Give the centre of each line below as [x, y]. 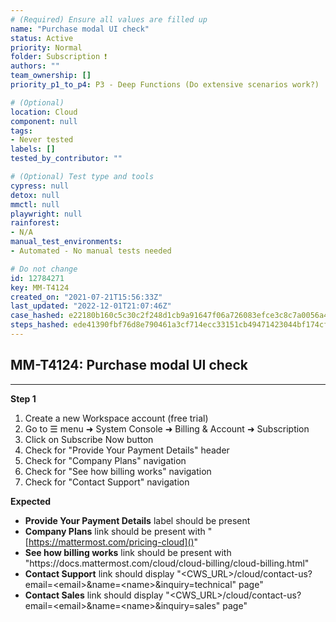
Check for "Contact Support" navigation [107, 482]
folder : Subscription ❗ [59, 57]
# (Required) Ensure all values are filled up [109, 19]
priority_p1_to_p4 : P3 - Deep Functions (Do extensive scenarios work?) [165, 85]
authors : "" [35, 66]
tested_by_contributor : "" [66, 159]
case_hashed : [37, 316]
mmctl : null [35, 204]
